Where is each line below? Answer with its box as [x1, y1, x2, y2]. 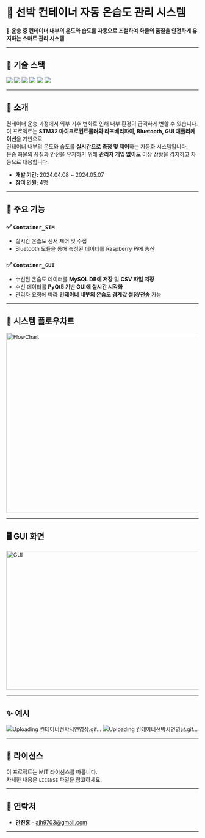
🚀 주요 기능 [6, 204, 46, 214]
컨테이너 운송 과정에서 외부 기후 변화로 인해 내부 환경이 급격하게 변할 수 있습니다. [6, 120, 198, 127]
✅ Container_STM [6, 223, 55, 231]
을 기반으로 [16, 135, 43, 143]
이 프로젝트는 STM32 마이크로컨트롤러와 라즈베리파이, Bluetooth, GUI [6, 127, 175, 135]
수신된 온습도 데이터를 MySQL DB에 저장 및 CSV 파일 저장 [15, 275, 154, 283]
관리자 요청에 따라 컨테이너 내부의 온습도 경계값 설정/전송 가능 [15, 291, 162, 298]
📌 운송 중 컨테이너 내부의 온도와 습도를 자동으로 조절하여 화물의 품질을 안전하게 [6, 27, 192, 34]
